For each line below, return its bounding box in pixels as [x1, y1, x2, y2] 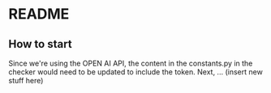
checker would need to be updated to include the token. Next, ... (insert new [8, 67, 264, 77]
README [8, 5, 70, 23]
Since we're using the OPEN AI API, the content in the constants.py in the [8, 58, 253, 68]
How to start [8, 37, 72, 51]
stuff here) [8, 76, 44, 85]
